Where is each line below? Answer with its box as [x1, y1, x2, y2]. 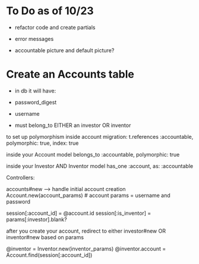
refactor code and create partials [14, 24, 96, 31]
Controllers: [6, 174, 35, 181]
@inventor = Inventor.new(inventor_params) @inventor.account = [6, 245, 166, 252]
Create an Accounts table [6, 68, 135, 81]
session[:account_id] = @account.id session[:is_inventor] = [6, 209, 151, 217]
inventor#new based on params [6, 233, 84, 241]
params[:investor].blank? [6, 215, 67, 223]
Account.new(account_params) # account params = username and [6, 192, 170, 199]
